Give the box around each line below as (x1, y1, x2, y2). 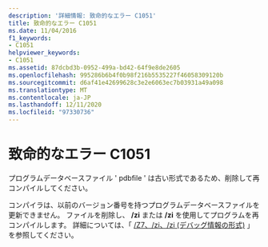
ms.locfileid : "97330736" (8, 109, 94, 117)
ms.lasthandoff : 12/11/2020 (8, 101, 102, 109)
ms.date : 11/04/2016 (8, 26, 78, 34)
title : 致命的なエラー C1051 (8, 19, 98, 27)
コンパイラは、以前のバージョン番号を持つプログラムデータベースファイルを (8, 200, 260, 209)
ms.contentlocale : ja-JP (8, 94, 91, 102)
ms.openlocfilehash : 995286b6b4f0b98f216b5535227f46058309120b (8, 71, 224, 79)
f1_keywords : (8, 34, 52, 42)
